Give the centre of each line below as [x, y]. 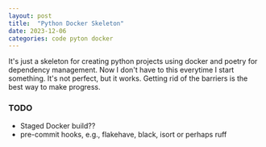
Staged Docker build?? [58, 125]
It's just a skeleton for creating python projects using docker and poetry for [133, 61]
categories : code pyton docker [61, 38]
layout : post [30, 16]
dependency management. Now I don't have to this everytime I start [121, 70]
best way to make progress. [54, 87]
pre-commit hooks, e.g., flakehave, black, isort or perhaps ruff [123, 134]
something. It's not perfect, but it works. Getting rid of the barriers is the [128, 78]
